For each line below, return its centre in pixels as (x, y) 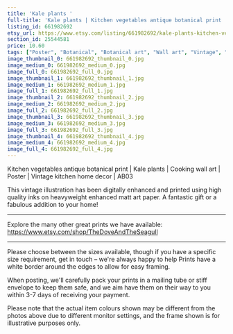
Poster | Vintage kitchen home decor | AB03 (70, 176)
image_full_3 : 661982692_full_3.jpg (60, 130)
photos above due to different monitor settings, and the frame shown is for (114, 316)
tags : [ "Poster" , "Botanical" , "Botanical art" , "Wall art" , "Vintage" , (114, 53)
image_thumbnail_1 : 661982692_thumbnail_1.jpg (76, 78)
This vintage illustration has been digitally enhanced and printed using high (114, 190)
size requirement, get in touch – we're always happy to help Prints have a (112, 259)
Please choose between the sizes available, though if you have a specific (112, 252)
